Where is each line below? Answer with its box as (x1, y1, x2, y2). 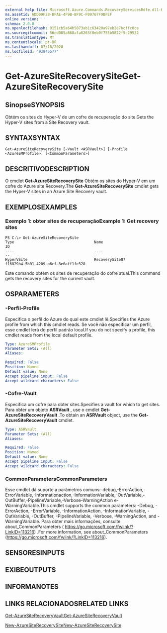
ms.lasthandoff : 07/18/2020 (5, 44, 64, 49)
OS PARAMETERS (5, 290, 60, 299)
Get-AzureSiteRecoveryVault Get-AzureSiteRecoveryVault (5, 613, 123, 619)
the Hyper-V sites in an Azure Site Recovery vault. (5, 189, 108, 195)
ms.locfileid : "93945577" (5, 49, 59, 54)
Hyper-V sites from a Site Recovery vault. (5, 119, 90, 125)
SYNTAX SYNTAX (5, 133, 61, 142)
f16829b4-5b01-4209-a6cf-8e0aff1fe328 (5, 261, 85, 266)
